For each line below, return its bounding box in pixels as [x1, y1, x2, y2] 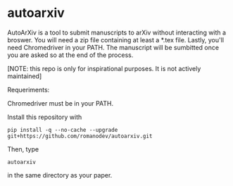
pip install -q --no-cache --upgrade [7, 126, 118, 133]
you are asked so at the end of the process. [7, 51, 134, 59]
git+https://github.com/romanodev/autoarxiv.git [7, 132, 153, 139]
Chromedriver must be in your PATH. [7, 99, 114, 107]
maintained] [7, 72, 42, 80]
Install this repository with [7, 113, 82, 121]
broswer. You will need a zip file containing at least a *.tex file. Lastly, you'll [7, 35, 224, 44]
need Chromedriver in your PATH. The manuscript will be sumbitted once [7, 43, 220, 51]
